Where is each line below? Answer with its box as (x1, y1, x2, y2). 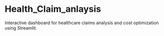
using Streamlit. (5, 25, 37, 31)
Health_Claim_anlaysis (5, 3, 101, 15)
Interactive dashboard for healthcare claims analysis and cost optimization (5, 20, 159, 26)
